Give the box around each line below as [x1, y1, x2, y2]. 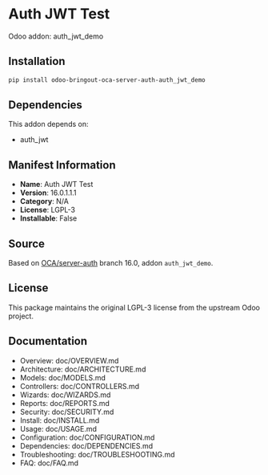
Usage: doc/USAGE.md [19, 424, 98, 433]
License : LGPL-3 [19, 205, 76, 215]
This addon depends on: [8, 120, 89, 129]
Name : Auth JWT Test [19, 180, 94, 189]
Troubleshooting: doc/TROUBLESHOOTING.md [19, 449, 175, 459]
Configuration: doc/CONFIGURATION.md [19, 432, 155, 442]
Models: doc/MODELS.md [19, 372, 106, 382]
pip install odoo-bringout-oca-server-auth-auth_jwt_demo [8, 75, 206, 84]
